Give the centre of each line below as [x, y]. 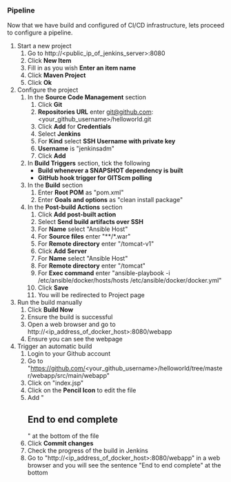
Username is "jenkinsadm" [76, 149]
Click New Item [49, 61]
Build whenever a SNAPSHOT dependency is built [110, 170]
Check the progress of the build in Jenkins [88, 451]
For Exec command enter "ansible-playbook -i [104, 273]
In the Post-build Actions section [75, 207]
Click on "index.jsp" [56, 383]
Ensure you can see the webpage [75, 339]
